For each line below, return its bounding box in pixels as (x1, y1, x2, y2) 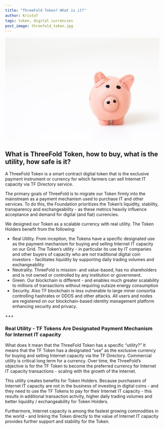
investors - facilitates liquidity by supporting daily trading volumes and (12, 256, 154, 262)
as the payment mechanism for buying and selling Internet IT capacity (12, 240, 154, 247)
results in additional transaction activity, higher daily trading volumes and (5, 393, 153, 399)
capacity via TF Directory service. (5, 181, 73, 187)
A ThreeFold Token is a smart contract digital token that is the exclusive (5, 170, 149, 176)
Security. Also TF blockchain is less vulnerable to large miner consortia (12, 287, 156, 293)
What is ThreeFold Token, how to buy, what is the (5, 150, 158, 159)
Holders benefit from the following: (5, 226, 76, 232)
